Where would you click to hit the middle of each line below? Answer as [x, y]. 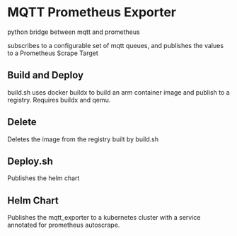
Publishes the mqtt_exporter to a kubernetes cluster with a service [104, 218]
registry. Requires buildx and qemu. [59, 100]
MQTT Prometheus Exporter [92, 12]
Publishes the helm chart [44, 178]
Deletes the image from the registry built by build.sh [83, 139]
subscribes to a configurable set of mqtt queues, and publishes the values [116, 45]
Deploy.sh [30, 161]
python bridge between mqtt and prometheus [74, 32]
